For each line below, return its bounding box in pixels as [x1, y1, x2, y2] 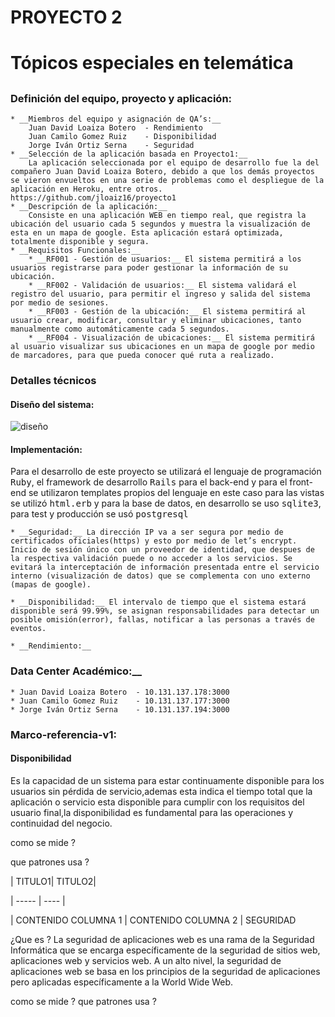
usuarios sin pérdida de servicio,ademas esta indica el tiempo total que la [10, 785, 313, 797]
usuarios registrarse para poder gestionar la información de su [10, 263, 288, 273]
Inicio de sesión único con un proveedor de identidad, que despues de [10, 545, 315, 555]
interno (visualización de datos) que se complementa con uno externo [10, 571, 311, 581]
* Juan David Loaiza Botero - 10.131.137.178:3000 [10, 687, 230, 697]
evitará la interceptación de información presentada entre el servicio [10, 562, 320, 573]
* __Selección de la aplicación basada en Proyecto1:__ [10, 149, 248, 160]
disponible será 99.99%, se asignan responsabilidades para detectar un [10, 606, 320, 616]
